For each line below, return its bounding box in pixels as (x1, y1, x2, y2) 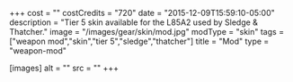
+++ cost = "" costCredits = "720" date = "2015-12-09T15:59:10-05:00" (9, 8, 276, 18)
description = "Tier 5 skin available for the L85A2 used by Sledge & (9, 17, 259, 28)
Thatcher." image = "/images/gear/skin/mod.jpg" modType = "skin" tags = (9, 27, 285, 37)
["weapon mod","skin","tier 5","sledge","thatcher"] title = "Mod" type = (9, 36, 270, 46)
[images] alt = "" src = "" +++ (9, 62, 120, 73)
